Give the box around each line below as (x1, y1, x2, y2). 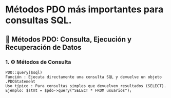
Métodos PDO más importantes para (5, 4, 164, 15)
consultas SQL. (5, 14, 72, 26)
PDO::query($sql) (5, 70, 43, 75)
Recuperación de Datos (5, 43, 82, 52)
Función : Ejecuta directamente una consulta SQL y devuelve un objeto (5, 74, 162, 80)
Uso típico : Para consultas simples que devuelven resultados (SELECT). (5, 83, 167, 88)
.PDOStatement (5, 79, 36, 84)
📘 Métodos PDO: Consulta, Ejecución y (5, 35, 132, 44)
